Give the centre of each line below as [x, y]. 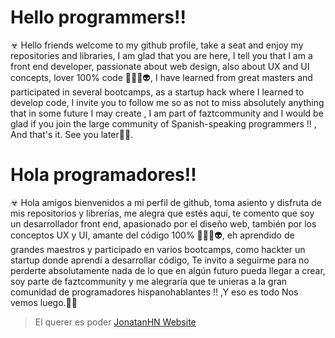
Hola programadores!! [103, 175]
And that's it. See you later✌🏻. [72, 134]
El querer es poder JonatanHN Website [115, 322]
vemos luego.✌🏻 [44, 302]
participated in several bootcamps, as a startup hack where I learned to [157, 92]
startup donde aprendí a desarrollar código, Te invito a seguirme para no [160, 260]
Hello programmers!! [98, 17]
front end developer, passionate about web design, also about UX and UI [160, 66]
